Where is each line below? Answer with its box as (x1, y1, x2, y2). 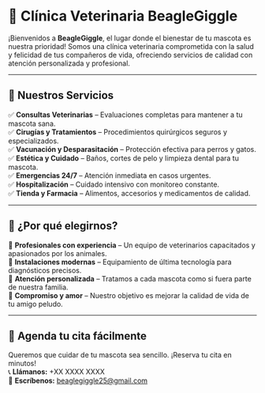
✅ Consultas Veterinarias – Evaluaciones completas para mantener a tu (8, 110, 243, 119)
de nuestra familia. (8, 282, 69, 292)
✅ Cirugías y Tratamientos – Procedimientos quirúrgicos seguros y (8, 127, 227, 137)
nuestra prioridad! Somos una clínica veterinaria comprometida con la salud (8, 41, 254, 51)
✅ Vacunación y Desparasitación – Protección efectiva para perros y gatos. (8, 144, 256, 153)
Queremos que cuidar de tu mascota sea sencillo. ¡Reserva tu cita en (8, 350, 232, 360)
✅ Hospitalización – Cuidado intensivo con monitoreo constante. (8, 179, 219, 189)
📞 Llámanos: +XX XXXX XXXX (8, 367, 105, 376)
